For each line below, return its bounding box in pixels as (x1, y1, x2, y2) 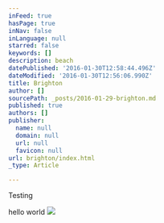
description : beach (8, 57, 74, 65)
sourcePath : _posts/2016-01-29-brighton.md (8, 94, 157, 102)
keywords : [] (8, 49, 52, 57)
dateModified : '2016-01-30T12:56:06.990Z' (8, 72, 153, 80)
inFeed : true (8, 11, 52, 20)
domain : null (15, 131, 59, 139)
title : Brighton (8, 79, 63, 87)
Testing (8, 191, 34, 200)
